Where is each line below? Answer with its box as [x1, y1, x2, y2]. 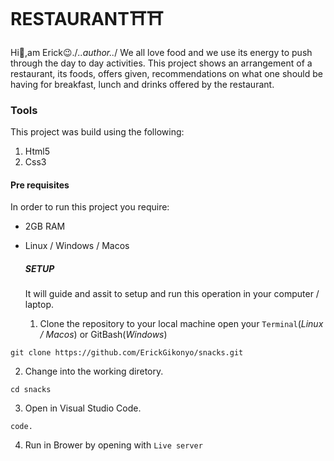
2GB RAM [24, 220, 66, 233]
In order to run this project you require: [10, 201, 170, 213]
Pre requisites [10, 179, 70, 191]
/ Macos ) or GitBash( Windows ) [39, 329, 168, 341]
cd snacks [10, 385, 52, 395]
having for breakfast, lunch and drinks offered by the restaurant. [10, 78, 275, 90]
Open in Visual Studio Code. [24, 402, 142, 414]
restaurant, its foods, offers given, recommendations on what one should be [10, 67, 323, 79]
